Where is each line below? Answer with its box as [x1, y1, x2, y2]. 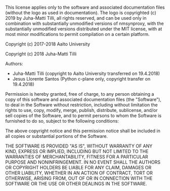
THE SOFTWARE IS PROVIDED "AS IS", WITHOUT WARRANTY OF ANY [5, 143, 153, 149]
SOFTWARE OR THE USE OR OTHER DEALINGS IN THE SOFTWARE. [5, 181, 147, 186]
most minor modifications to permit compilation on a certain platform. [5, 31, 150, 37]
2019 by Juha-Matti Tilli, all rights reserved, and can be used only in [5, 15, 147, 21]
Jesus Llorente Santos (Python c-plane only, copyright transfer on [12, 76, 151, 82]
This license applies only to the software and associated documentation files [5, 5, 165, 10]
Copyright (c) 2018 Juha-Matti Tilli [5, 51, 77, 57]
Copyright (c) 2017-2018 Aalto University [5, 41, 90, 47]
